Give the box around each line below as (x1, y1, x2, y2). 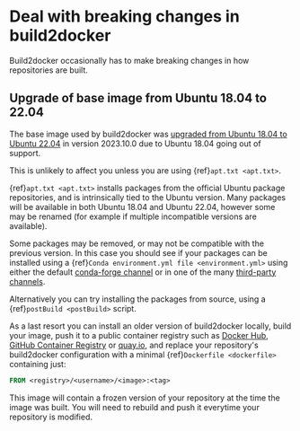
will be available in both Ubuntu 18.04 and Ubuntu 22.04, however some (9, 201, 276, 212)
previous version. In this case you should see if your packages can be (9, 247, 268, 258)
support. (9, 147, 41, 158)
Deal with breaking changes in (9, 6, 240, 27)
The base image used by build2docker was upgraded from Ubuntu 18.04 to (9, 128, 287, 139)
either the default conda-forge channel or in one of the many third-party (9, 267, 277, 277)
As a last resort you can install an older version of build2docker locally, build (9, 321, 292, 331)
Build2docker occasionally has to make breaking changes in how (9, 55, 250, 66)
